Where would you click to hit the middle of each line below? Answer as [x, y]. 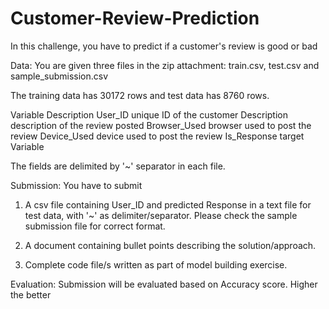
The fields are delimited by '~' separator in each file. [118, 166]
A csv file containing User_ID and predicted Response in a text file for [168, 204]
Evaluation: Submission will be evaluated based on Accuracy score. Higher [164, 284]
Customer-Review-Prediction [135, 18]
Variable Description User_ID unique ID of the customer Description [149, 114]
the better [31, 294]
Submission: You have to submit [76, 185]
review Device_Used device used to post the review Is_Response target [157, 136]
